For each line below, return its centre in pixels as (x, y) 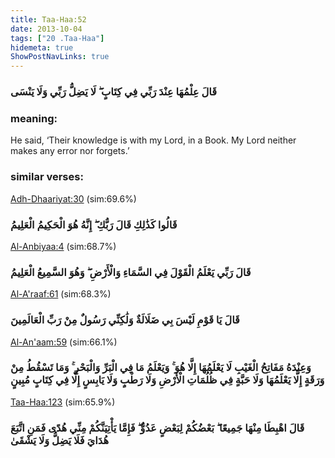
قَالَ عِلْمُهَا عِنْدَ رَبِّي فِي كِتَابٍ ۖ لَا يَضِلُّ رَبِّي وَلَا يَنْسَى (114, 92)
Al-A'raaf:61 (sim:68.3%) (61, 294)
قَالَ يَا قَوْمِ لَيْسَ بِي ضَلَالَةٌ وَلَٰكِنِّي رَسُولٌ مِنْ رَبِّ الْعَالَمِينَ (125, 320)
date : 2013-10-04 (46, 29)
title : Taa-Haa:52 (48, 19)
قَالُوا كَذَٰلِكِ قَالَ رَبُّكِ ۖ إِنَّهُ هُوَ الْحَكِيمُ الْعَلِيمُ (94, 224)
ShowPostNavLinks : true (60, 57)
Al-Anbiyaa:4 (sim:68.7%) (63, 246)
